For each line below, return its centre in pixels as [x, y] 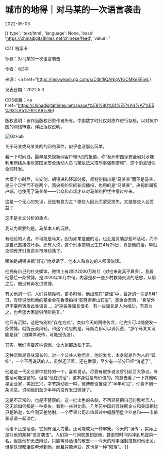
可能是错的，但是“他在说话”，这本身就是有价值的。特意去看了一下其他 [83, 377]
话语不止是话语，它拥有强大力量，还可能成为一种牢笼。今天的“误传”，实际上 [81, 428]
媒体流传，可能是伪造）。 [53, 334]
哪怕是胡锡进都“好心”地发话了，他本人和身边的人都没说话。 [64, 261]
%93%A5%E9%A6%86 [29, 110]
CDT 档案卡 [16, 48]
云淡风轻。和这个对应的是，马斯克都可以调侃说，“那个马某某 [91, 328]
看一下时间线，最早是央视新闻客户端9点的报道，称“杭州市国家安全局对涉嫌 [80, 156]
